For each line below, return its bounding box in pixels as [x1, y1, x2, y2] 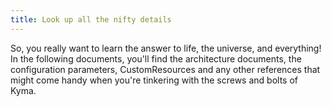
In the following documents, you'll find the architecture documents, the [10, 52, 302, 65]
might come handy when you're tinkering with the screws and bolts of [10, 74, 298, 86]
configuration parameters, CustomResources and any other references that [10, 63, 321, 75]
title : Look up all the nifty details [10, 14, 172, 25]
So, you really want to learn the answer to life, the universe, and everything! [10, 42, 322, 54]
